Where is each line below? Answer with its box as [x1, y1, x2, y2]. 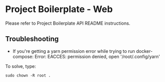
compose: [12, 53, 34, 59]
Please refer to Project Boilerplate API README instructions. [5, 20, 131, 26]
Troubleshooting [5, 35, 59, 43]
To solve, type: [5, 63, 36, 69]
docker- [136, 48, 153, 54]
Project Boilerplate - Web [5, 4, 113, 15]
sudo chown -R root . [5, 73, 51, 78]
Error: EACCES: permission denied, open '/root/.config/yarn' [34, 53, 160, 59]
